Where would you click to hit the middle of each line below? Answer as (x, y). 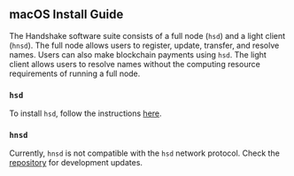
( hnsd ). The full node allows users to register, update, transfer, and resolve (144, 45)
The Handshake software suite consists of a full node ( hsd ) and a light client (147, 35)
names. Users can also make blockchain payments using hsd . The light (138, 54)
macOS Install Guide (66, 15)
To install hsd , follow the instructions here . (85, 113)
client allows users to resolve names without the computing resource (135, 64)
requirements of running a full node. (75, 73)
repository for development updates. (76, 163)
